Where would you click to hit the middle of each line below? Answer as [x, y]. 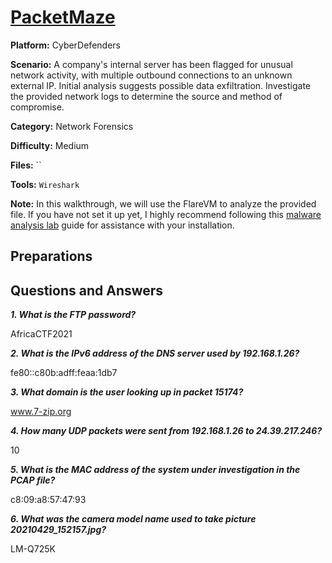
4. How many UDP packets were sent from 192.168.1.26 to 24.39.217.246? [166, 431]
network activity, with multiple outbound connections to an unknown [151, 75]
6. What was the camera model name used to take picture [133, 519]
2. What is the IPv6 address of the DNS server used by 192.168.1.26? [155, 353]
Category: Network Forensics [72, 126]
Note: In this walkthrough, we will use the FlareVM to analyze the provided [163, 203]
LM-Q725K [33, 549]
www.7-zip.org [41, 412]
